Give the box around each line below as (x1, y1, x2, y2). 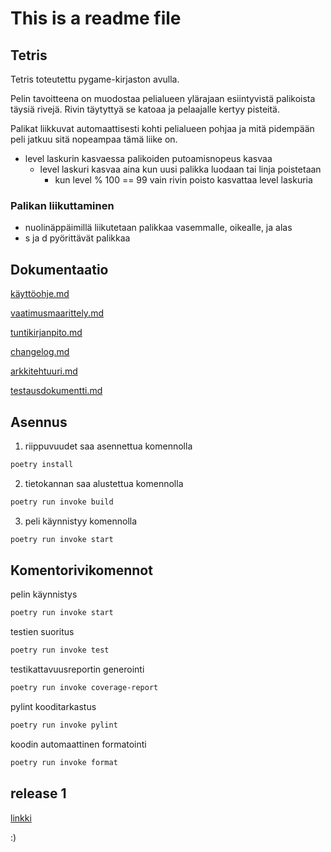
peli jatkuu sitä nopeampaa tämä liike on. (10, 133, 178, 145)
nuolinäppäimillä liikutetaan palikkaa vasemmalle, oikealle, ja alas (24, 222, 293, 234)
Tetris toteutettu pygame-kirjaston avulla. (10, 73, 180, 85)
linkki (10, 812, 32, 824)
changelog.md (10, 346, 70, 358)
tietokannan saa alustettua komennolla (24, 477, 184, 489)
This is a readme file (10, 7, 182, 30)
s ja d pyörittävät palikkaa (24, 232, 131, 244)
